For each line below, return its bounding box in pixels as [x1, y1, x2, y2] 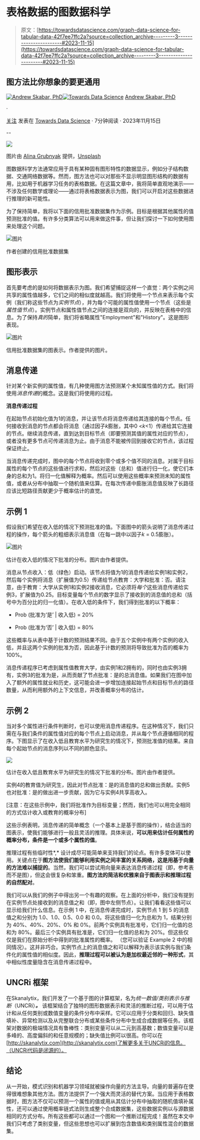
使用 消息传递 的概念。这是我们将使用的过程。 [6, 390, 116, 397]
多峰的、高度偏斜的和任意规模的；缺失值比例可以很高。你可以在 [6, 1032, 162, 1039]
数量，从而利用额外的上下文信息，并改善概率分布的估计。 [6, 686, 147, 694]
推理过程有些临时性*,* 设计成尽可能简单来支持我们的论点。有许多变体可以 [6, 849, 186, 856]
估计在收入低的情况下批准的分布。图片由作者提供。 [6, 556, 132, 563]
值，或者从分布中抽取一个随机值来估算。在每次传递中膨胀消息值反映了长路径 [6, 480, 194, 487]
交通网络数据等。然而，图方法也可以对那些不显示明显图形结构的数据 [16, 172, 183, 179]
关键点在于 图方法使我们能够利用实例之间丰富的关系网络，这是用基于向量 [16, 856, 194, 864]
